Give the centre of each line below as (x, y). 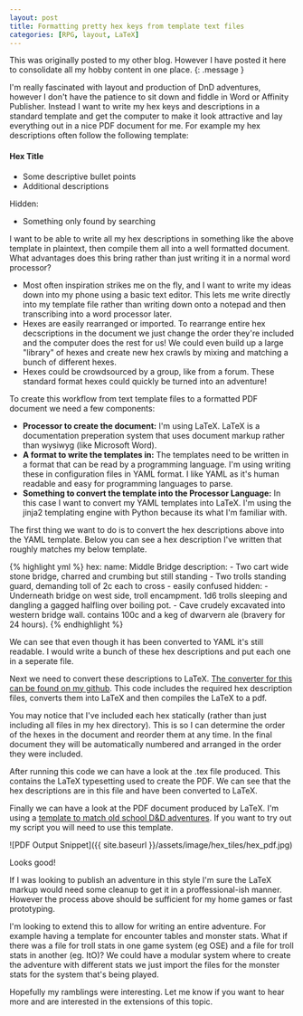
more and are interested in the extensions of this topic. (111, 1002)
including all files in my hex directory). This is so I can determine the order (147, 725)
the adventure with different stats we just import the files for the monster (145, 964)
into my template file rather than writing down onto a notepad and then (154, 304)
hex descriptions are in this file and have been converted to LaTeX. (133, 790)
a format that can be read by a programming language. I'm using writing (156, 464)
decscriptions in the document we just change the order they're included (158, 333)
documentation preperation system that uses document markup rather (153, 435)
